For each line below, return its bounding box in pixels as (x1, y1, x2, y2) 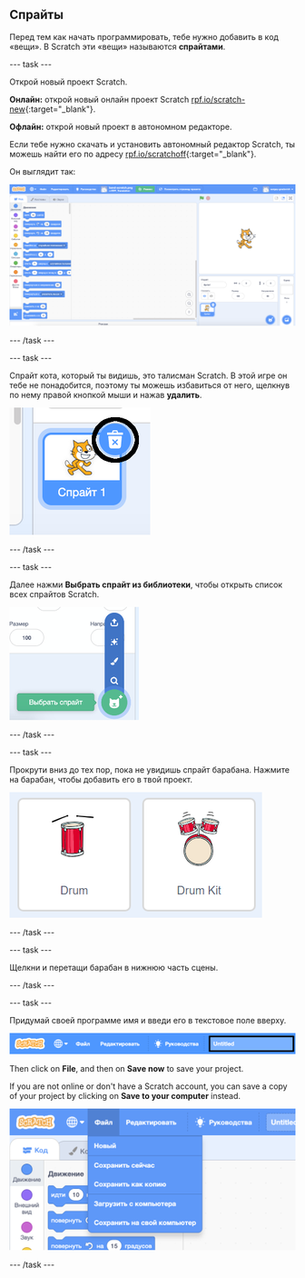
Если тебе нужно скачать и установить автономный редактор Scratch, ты (9, 138, 296, 149)
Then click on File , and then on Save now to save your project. (9, 1063, 244, 1073)
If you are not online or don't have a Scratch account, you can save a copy (9, 1081, 288, 1092)
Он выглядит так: (9, 165, 76, 176)
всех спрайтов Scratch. (9, 589, 100, 600)
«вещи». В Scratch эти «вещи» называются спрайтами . (9, 41, 226, 52)
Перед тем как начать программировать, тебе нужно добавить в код (9, 31, 280, 42)
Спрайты (9, 7, 64, 23)
